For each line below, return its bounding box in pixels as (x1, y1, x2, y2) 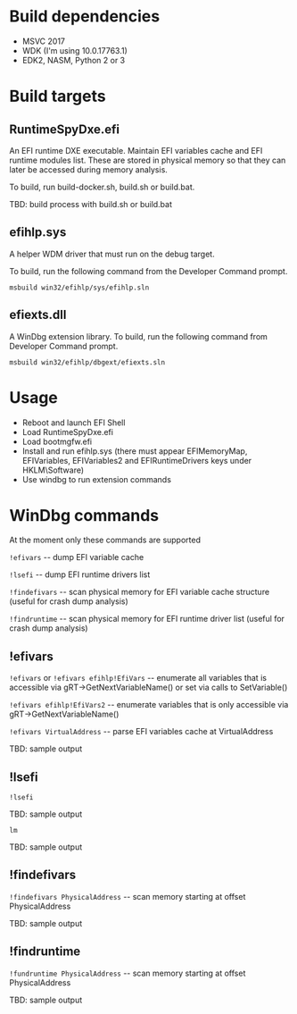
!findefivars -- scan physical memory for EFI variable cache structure (9, 587, 270, 598)
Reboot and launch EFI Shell (21, 417, 126, 428)
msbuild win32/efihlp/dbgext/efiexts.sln (9, 357, 166, 367)
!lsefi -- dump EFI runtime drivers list (9, 569, 151, 580)
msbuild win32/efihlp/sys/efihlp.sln (9, 283, 150, 292)
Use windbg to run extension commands (21, 473, 172, 484)
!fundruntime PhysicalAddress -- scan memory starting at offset (9, 968, 246, 978)
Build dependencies (9, 6, 161, 27)
